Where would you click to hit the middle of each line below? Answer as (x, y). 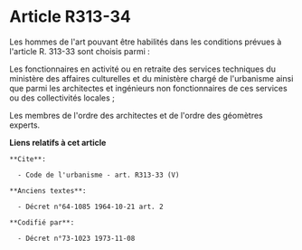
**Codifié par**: (42, 222)
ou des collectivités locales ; (62, 98)
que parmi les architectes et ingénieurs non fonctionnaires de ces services (148, 88)
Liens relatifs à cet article (58, 142)
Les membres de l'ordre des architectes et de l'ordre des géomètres (137, 115)
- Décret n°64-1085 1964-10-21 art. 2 (91, 207)
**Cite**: (28, 159)
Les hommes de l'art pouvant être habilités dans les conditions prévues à (146, 42)
